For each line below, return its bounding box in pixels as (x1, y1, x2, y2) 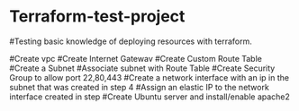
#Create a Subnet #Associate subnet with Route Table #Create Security (9, 63, 276, 73)
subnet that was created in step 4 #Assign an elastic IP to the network (9, 81, 270, 92)
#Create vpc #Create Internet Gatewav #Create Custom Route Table (9, 53, 263, 64)
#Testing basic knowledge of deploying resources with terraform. (9, 36, 252, 47)
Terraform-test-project (9, 6, 186, 27)
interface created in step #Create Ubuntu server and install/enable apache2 (9, 91, 291, 102)
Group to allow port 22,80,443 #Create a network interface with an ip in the (9, 72, 290, 82)
